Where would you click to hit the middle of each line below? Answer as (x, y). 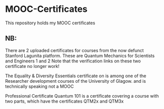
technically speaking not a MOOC (40, 86)
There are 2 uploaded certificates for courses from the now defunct (75, 50)
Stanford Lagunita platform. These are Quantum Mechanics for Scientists (80, 55)
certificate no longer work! (32, 66)
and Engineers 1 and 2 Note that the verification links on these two (73, 61)
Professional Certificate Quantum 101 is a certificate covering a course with (82, 96)
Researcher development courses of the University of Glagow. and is (76, 81)
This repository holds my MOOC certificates (50, 23)
